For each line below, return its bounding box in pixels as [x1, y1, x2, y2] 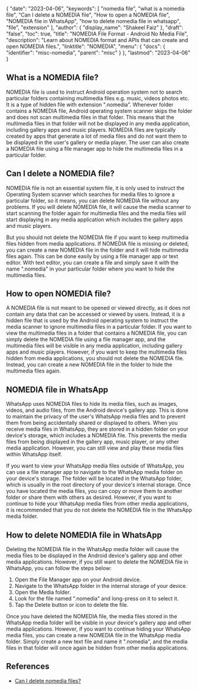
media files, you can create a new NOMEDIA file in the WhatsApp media [6, 632, 181, 639]
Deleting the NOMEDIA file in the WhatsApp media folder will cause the [6, 546, 179, 553]
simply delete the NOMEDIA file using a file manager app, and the [6, 336, 166, 343]
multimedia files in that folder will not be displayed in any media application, [6, 120, 190, 127]
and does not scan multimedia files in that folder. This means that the [6, 113, 174, 120]
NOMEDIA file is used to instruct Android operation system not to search [6, 88, 183, 96]
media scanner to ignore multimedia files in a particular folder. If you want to [6, 323, 192, 330]
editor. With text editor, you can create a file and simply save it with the [6, 259, 179, 266]
